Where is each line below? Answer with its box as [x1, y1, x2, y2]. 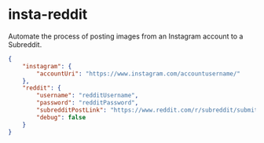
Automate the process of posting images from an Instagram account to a [8, 31, 244, 41]
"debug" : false [36, 113, 86, 121]
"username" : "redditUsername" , [36, 92, 139, 100]
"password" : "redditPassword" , [36, 99, 139, 107]
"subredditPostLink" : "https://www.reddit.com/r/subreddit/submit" [36, 106, 262, 115]
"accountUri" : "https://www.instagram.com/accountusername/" [36, 69, 241, 78]
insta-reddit [8, 5, 88, 24]
